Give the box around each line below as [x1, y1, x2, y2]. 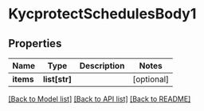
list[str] [42, 73, 72, 85]
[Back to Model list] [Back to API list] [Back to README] [8, 94, 191, 104]
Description [79, 61, 125, 71]
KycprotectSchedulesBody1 [8, 5, 197, 23]
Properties [8, 37, 62, 50]
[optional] [132, 73, 170, 85]
